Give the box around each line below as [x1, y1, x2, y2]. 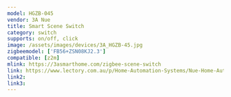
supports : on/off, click [7, 36, 78, 42]
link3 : [7, 80, 26, 87]
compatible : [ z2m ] [7, 55, 60, 61]
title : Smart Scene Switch [7, 23, 85, 29]
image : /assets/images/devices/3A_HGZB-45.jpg [7, 42, 143, 48]
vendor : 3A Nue [7, 16, 51, 23]
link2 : [7, 73, 26, 81]
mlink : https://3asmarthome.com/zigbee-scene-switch [7, 61, 162, 68]
